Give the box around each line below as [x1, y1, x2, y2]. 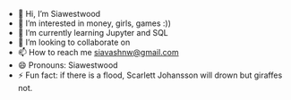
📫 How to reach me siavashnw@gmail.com [17, 47, 179, 57]
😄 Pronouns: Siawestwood [17, 60, 118, 71]
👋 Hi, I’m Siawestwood [17, 9, 101, 19]
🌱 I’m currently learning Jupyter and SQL [17, 28, 168, 37]
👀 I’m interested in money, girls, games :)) [17, 18, 172, 29]
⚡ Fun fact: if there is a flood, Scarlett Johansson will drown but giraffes [17, 70, 283, 80]
